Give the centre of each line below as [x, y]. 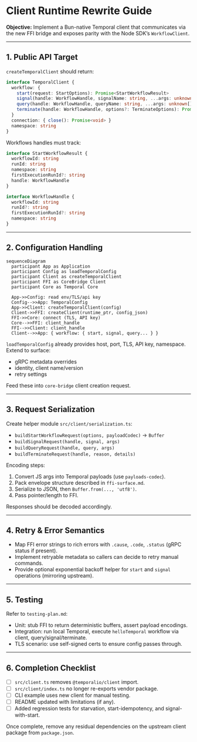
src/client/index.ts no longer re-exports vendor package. [86, 689]
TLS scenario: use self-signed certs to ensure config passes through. [98, 644]
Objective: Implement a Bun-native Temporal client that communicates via [96, 27]
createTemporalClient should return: [50, 71]
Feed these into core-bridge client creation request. [68, 385]
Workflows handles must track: [43, 143]
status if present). [36, 551]
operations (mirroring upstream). [54, 576]
